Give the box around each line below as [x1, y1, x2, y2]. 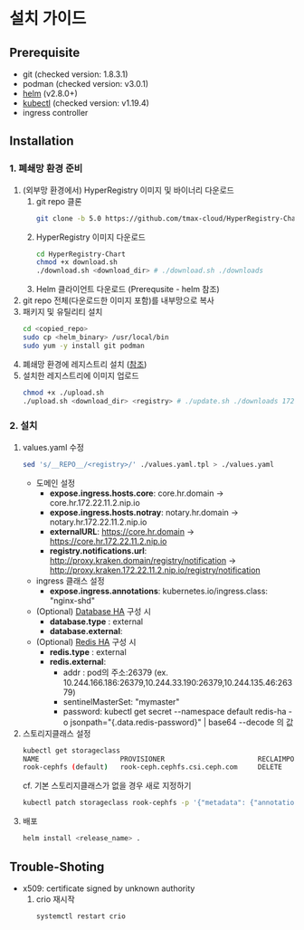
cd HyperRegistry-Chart [35, 250, 127, 259]
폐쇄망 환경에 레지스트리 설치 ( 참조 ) [22, 358, 147, 369]
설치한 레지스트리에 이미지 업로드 [22, 370, 139, 381]
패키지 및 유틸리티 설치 [22, 307, 103, 318]
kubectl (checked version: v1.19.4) [22, 98, 149, 109]
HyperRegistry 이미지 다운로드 [35, 232, 147, 242]
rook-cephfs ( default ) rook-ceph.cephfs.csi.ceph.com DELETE [22, 763, 283, 772]
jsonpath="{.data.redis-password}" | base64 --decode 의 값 [70, 716, 294, 727]
